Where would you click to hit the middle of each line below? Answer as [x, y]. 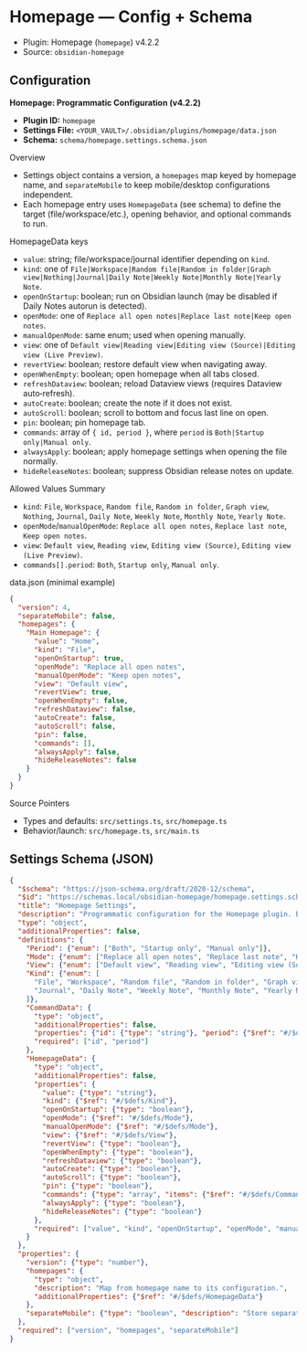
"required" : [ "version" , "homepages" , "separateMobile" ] [128, 1331]
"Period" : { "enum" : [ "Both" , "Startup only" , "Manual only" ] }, [149, 948]
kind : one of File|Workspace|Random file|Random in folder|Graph [147, 269]
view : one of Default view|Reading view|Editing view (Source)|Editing [159, 344]
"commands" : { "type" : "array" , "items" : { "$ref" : [138, 1195]
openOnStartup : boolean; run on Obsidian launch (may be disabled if [150, 296]
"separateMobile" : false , [67, 616]
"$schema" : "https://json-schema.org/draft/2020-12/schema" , [137, 889]
